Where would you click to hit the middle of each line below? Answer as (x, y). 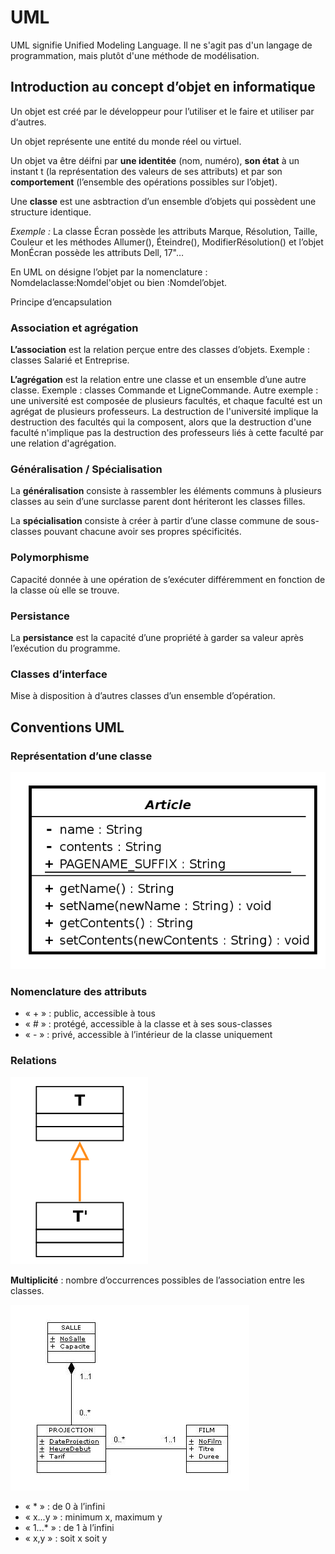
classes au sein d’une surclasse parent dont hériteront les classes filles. (158, 502)
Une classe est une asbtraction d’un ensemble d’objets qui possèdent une (163, 201)
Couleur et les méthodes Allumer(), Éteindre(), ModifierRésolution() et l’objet (167, 242)
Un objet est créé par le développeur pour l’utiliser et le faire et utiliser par (162, 111)
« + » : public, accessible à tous (90, 1013)
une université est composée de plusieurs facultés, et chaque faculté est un (166, 401)
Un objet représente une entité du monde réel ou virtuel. (126, 141)
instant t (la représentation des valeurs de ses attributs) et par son (146, 171)
